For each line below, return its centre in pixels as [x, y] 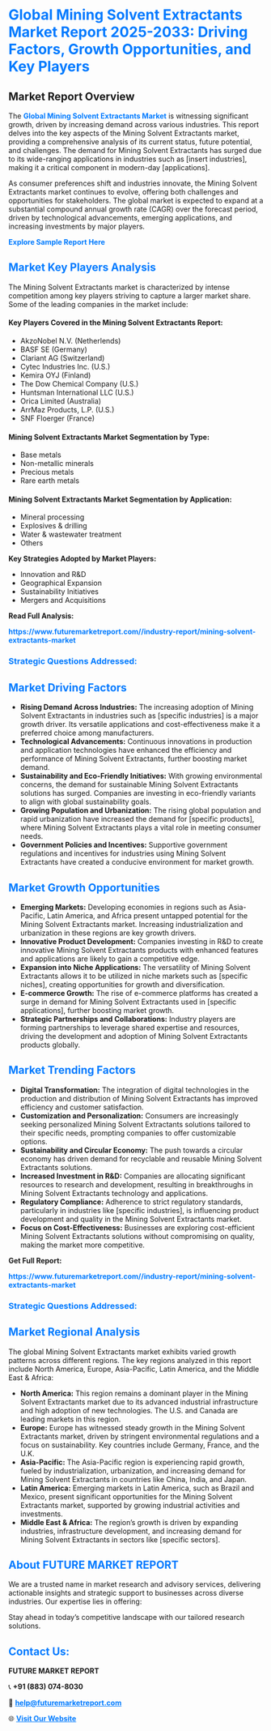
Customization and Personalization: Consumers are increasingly [129, 1115]
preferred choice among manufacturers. [87, 733]
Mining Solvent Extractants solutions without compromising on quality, [137, 1236]
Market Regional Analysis [74, 1332]
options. [34, 1141]
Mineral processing [52, 517]
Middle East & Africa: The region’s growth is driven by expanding [129, 1522]
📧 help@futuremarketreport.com [65, 1703]
